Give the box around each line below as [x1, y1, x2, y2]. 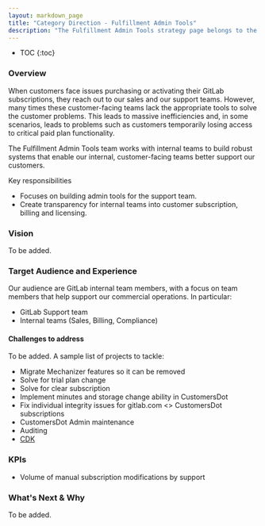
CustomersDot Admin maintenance [19, 417, 135, 427]
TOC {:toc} [19, 48, 56, 58]
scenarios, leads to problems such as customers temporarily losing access [8, 120, 252, 129]
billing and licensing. [19, 208, 87, 217]
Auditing [19, 426, 48, 436]
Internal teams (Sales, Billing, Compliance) [19, 316, 159, 325]
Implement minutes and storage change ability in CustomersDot [19, 392, 229, 401]
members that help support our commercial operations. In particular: [8, 292, 232, 301]
